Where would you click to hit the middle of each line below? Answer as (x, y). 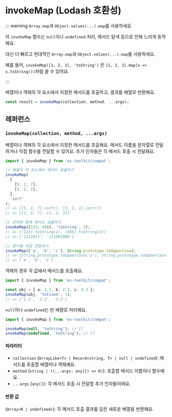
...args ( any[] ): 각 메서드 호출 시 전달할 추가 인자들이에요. (72, 384)
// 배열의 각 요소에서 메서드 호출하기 (40, 170)
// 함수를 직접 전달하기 (27, 246)
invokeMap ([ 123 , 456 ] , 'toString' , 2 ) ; (48, 227)
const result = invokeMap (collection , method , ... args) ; (67, 102)
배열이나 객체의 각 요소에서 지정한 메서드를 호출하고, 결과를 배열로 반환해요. (80, 92)
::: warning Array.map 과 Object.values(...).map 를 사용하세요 (68, 26)
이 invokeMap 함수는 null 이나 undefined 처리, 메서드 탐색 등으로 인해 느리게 (81, 36)
